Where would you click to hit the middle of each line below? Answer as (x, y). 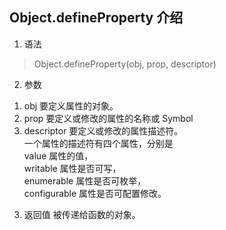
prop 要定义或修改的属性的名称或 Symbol (108, 118)
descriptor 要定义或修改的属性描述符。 (103, 130)
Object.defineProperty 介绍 (96, 18)
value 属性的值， (58, 155)
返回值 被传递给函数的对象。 (82, 214)
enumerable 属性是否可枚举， (85, 180)
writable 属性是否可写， (72, 168)
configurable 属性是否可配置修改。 (95, 193)
